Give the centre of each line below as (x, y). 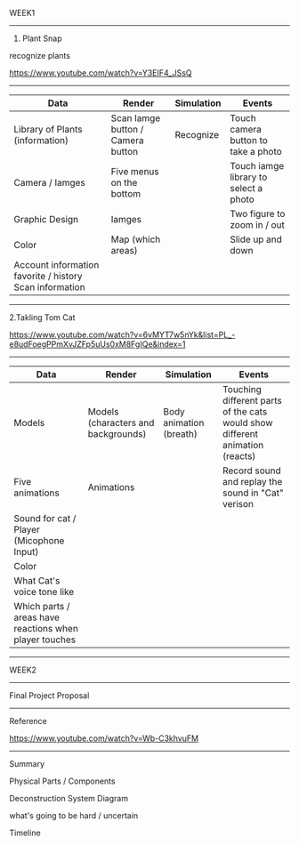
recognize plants (40, 56)
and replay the (252, 482)
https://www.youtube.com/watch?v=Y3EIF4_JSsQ (101, 73)
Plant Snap (42, 38)
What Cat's (37, 580)
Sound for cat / (45, 518)
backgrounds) (117, 434)
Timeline (25, 833)
